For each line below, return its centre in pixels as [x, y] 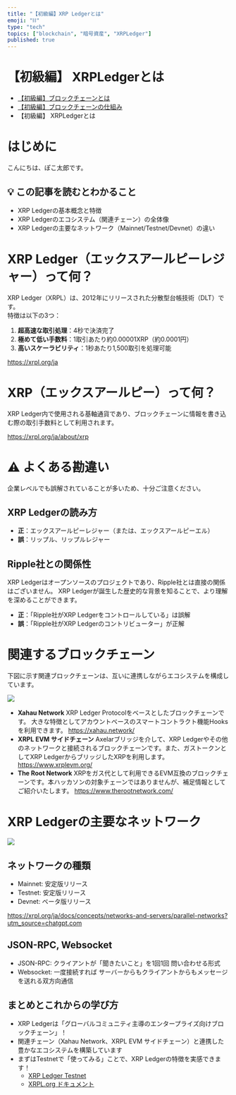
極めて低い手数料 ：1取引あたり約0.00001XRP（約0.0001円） [105, 339]
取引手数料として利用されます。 [72, 422]
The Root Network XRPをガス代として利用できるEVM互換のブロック [117, 773]
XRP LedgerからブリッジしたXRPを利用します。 [99, 757]
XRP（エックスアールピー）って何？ [112, 393]
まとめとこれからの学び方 [63, 1005]
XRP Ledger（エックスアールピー [104, 259]
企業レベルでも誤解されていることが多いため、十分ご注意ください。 [106, 488]
